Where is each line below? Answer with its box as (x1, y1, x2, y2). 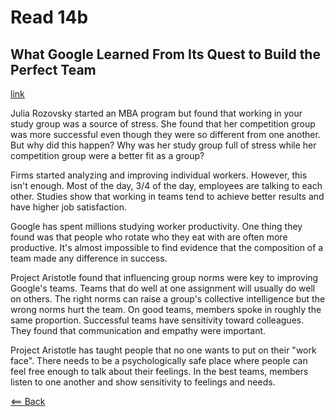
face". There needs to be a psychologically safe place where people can (10, 355, 308, 366)
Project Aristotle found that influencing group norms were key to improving (10, 272, 319, 283)
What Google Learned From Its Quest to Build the (10, 46, 321, 63)
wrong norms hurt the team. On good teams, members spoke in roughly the (10, 304, 322, 315)
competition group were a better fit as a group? (10, 150, 205, 161)
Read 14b (10, 6, 89, 29)
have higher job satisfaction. (10, 201, 127, 213)
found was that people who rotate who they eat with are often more (10, 231, 288, 243)
